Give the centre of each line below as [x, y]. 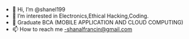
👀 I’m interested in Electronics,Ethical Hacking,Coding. [80, 16]
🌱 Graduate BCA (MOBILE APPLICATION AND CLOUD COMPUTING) [98, 22]
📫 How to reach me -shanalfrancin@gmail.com [72, 29]
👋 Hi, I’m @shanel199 [39, 9]
